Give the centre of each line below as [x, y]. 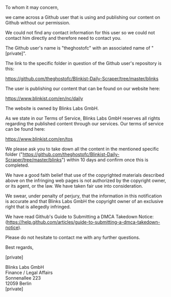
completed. [17, 165]
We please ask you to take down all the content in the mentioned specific [82, 149]
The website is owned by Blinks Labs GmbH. [52, 108]
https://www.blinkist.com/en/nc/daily [44, 98]
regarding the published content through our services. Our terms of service [84, 124]
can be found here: [25, 129]
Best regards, [19, 247]
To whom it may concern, [32, 7]
